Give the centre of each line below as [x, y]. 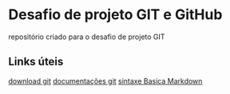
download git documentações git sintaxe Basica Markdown [105, 80]
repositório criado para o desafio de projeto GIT [87, 37]
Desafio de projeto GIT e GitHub [115, 15]
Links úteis [36, 62]
